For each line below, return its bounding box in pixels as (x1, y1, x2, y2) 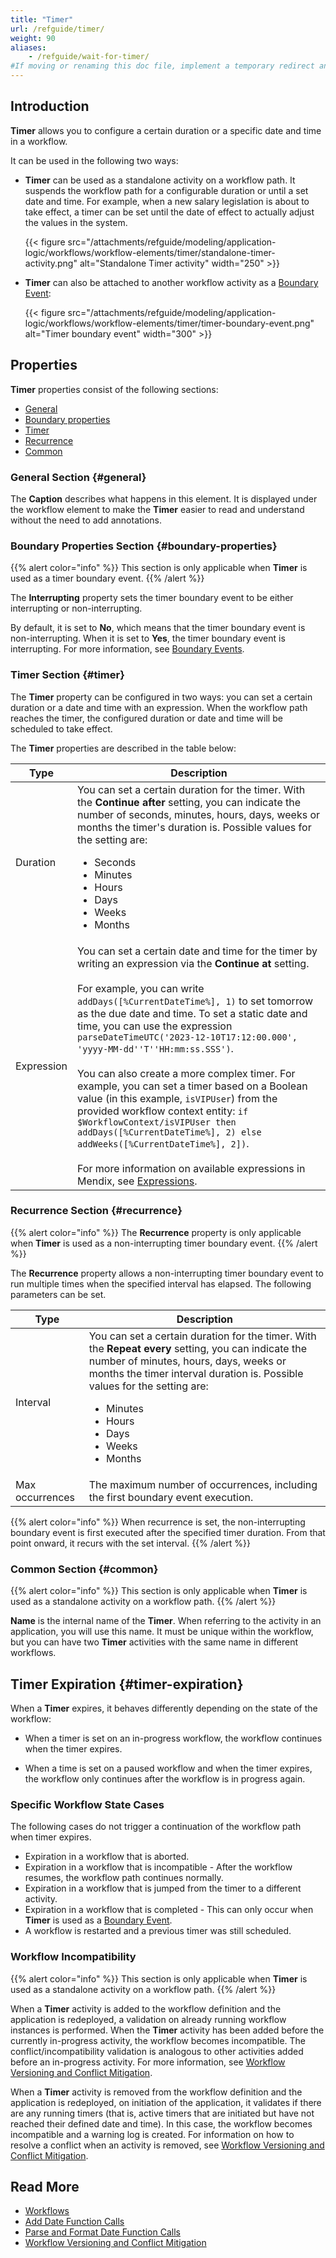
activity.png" (24, 257, 78, 269)
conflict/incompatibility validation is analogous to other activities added (10, 2045, 304, 2057)
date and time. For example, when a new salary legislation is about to (24, 195, 310, 207)
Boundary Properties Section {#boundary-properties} (10, 539, 278, 553)
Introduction (10, 98, 90, 115)
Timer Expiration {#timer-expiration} (10, 1676, 244, 1693)
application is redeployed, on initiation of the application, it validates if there (10, 2096, 322, 2108)
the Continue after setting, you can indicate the (77, 795, 302, 809)
